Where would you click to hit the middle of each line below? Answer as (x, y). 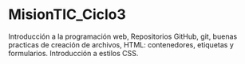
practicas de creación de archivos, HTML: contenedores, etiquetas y (121, 44)
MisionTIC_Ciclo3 (67, 15)
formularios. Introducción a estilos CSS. (73, 53)
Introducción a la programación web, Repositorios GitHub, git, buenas (123, 36)
